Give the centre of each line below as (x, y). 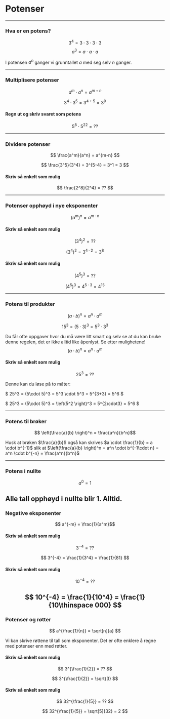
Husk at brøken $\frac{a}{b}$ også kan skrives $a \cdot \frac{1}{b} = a (79, 442)
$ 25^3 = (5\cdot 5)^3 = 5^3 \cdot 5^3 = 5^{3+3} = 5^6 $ (65, 394)
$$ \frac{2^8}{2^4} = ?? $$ (85, 188)
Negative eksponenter (33, 513)
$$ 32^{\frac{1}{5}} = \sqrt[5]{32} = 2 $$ (85, 711)
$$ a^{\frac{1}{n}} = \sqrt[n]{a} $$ (85, 630)
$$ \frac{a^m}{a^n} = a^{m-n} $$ (85, 155)
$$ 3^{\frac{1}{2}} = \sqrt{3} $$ (85, 678)
